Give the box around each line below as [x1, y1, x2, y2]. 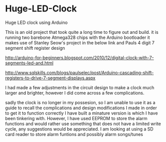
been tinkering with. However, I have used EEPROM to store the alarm [5, 115, 148, 121]
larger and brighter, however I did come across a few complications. [5, 90, 145, 96]
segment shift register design [5, 45, 66, 51]
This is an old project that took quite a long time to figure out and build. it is [5, 29, 159, 35]
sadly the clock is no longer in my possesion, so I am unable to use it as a [5, 99, 156, 105]
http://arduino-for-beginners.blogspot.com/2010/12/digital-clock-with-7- [5, 54, 154, 60]
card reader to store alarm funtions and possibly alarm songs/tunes [5, 131, 143, 137]
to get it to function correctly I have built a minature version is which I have [5, 110, 158, 116]
